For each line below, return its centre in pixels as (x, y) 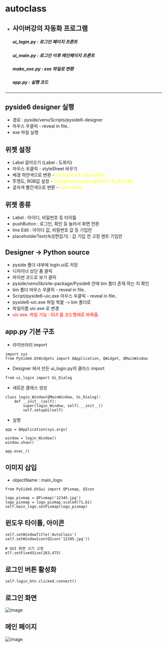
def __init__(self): (35, 401)
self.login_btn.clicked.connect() (41, 581)
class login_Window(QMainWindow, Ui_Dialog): (53, 397)
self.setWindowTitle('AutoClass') (41, 535)
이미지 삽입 (21, 468)
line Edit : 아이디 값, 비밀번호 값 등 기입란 (52, 230)
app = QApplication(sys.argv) (37, 429)
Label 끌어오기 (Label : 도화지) (42, 163)
